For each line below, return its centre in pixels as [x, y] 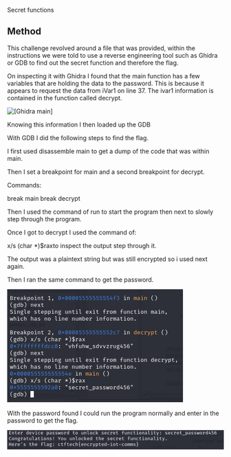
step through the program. [44, 219]
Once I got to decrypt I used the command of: [72, 232]
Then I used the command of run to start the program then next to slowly [110, 212]
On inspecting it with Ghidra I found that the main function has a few [104, 76]
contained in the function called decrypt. [65, 98]
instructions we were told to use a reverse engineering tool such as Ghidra [112, 55]
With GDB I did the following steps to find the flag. [78, 137]
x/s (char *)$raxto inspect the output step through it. [82, 245]
